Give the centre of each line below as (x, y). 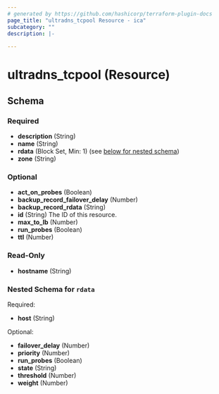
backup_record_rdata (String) (62, 207)
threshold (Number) (47, 375)
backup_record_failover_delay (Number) (78, 200)
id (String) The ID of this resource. (67, 215)
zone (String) (37, 159)
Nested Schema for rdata (51, 289)
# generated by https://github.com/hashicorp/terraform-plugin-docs (110, 14)
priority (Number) (44, 352)
